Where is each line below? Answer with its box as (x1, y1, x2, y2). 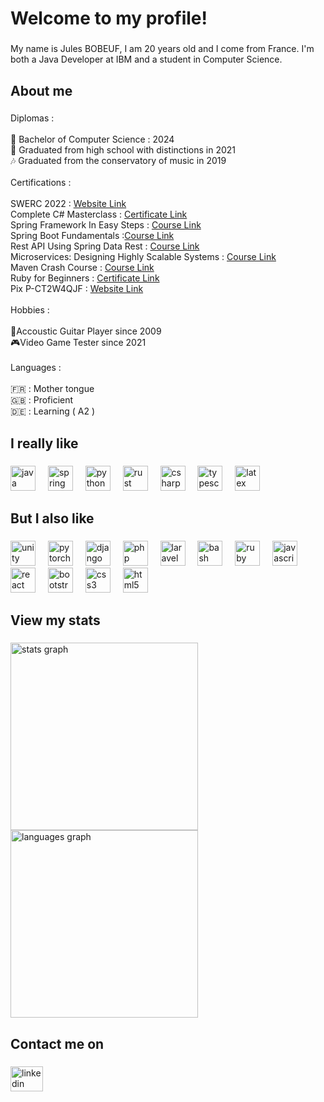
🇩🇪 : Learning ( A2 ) (10, 405, 95, 417)
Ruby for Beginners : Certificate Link (10, 272, 160, 284)
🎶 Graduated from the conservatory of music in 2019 (10, 155, 227, 167)
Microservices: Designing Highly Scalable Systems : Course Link (10, 251, 277, 263)
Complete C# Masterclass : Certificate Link (10, 208, 188, 221)
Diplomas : (10, 112, 55, 124)
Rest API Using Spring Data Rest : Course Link (10, 240, 200, 252)
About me (10, 82, 73, 99)
